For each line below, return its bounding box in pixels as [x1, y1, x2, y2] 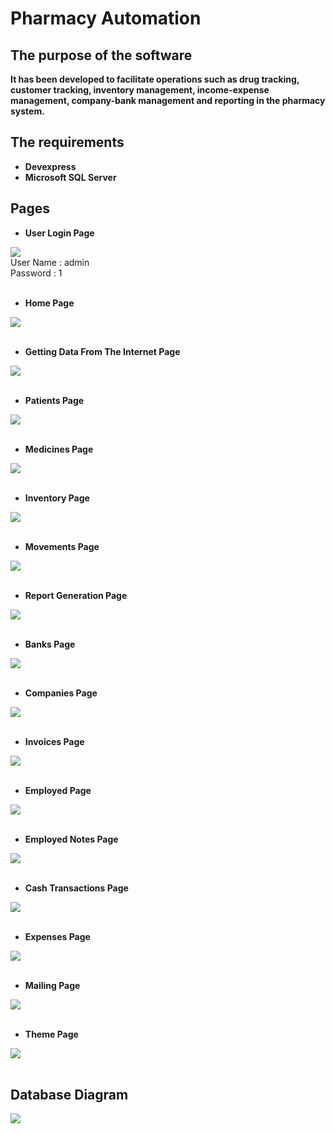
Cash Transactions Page [24, 882, 129, 894]
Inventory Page [24, 492, 90, 504]
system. [10, 105, 45, 117]
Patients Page [24, 394, 85, 406]
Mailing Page [24, 979, 81, 991]
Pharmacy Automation [10, 7, 202, 30]
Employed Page [24, 784, 92, 796]
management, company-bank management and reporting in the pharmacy [10, 95, 326, 106]
